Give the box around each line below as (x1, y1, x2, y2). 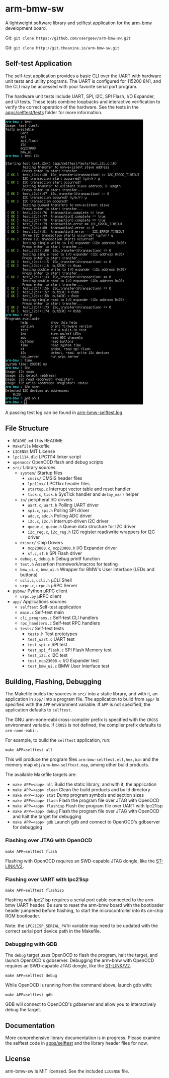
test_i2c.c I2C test (27, 652, 68, 658)
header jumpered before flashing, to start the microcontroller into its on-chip (5, 907, 163, 913)
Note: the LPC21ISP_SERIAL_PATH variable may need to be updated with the (5, 922, 158, 929)
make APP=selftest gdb (5, 993, 53, 998)
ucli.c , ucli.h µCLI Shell (20, 577, 72, 583)
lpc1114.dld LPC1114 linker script (12, 453, 81, 459)
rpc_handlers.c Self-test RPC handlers (20, 620, 101, 626)
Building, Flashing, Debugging (5, 677, 102, 686)
